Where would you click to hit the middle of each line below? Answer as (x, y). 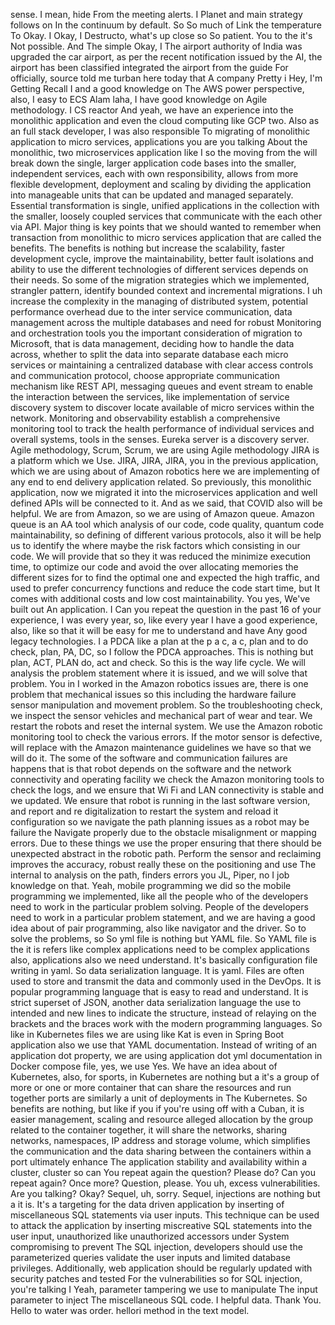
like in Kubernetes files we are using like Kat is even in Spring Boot (147, 1034)
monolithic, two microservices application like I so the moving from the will (164, 152)
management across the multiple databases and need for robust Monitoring (166, 322)
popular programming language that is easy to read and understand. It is (159, 992)
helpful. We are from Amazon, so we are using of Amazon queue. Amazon (162, 513)
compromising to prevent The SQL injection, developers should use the (156, 1247)
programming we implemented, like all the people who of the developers (159, 896)
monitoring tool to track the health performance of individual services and (162, 428)
